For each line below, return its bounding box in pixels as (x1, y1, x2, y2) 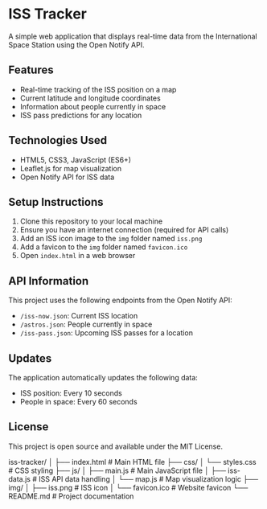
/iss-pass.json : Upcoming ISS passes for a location (19, 328, 193, 338)
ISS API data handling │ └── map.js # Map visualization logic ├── (39, 474, 259, 483)
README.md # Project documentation (8, 491, 134, 501)
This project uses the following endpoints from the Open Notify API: (8, 295, 233, 306)
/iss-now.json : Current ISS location (19, 311, 138, 321)
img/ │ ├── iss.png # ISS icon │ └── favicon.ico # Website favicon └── (8, 482, 249, 492)
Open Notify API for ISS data (19, 172, 115, 182)
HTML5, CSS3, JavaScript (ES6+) (19, 154, 131, 165)
